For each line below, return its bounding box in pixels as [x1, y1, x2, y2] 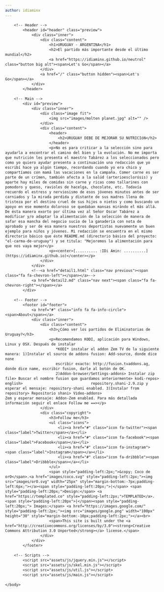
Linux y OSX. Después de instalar [5, 342, 76, 347]
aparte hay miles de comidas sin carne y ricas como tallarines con [5, 180, 148, 185]
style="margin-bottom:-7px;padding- [80, 479, 155, 484]
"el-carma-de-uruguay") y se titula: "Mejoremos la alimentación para [5, 239, 153, 243]
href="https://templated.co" [5, 494, 65, 499]
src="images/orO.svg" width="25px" [5, 479, 78, 484]
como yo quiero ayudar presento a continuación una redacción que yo [5, 160, 151, 165]
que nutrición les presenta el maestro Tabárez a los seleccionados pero [5, 155, 160, 160]
